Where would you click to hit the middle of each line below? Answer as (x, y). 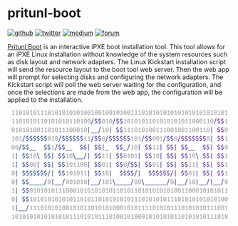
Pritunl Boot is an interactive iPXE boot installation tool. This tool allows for (117, 46)
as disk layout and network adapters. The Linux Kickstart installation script (117, 61)
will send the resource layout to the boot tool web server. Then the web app (118, 69)
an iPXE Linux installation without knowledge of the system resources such (118, 54)
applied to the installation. (45, 99)
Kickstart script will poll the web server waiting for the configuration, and (114, 84)
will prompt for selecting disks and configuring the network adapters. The (115, 77)
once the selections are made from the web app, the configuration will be (115, 92)
